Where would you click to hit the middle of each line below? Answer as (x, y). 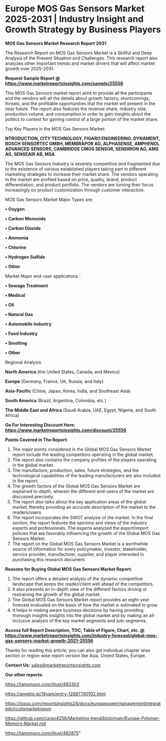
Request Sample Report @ (33, 78)
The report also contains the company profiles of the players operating (84, 459)
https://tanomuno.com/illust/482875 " (43, 733)
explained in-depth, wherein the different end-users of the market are (83, 491)
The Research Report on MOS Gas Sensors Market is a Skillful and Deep (79, 53)
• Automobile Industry (28, 324)
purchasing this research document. (49, 559)
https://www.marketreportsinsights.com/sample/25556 (64, 83)
